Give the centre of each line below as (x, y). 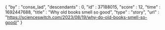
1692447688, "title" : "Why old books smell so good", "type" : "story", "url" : (82, 12)
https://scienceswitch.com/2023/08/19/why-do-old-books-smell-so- (77, 17)
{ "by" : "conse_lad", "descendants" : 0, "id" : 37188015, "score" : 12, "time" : (83, 7)
